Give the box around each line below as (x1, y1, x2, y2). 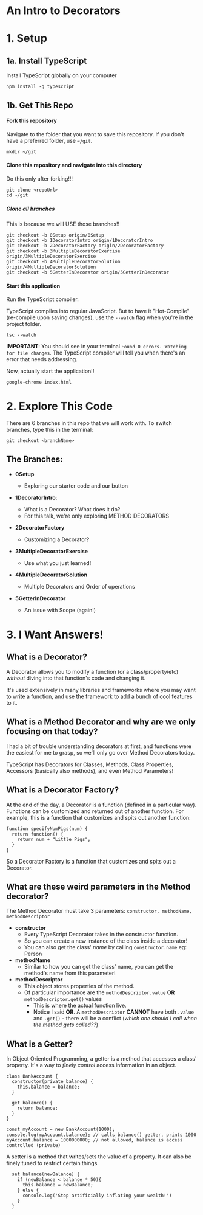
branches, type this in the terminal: (6, 426, 93, 434)
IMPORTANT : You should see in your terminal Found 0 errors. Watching (6, 343, 187, 350)
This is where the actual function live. (33, 1002, 127, 1009)
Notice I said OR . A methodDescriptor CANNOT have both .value (33, 1008, 195, 1016)
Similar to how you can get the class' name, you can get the (24, 963, 174, 971)
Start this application (6, 282, 61, 289)
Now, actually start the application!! (6, 367, 95, 375)
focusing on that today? (6, 726, 98, 736)
